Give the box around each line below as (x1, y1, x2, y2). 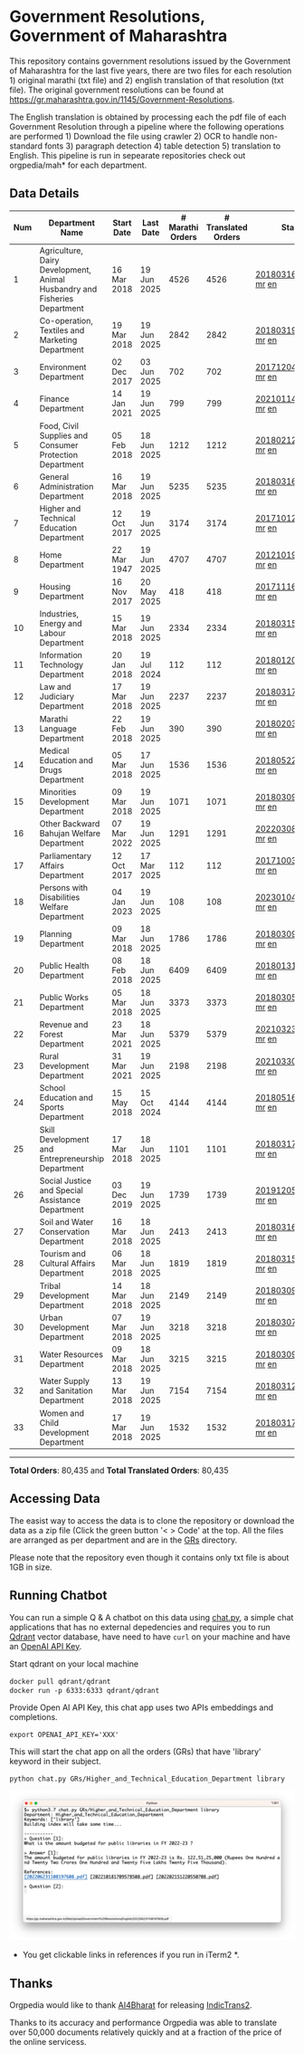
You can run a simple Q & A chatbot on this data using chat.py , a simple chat (9, 1611, 294, 1622)
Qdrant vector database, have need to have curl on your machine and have (9, 1631, 291, 1642)
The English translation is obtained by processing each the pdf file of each (9, 111, 287, 122)
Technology (39, 659, 84, 670)
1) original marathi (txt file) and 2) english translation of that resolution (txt (9, 74, 284, 85)
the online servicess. (9, 2037, 88, 2048)
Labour (39, 627, 66, 638)
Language (39, 722, 77, 734)
